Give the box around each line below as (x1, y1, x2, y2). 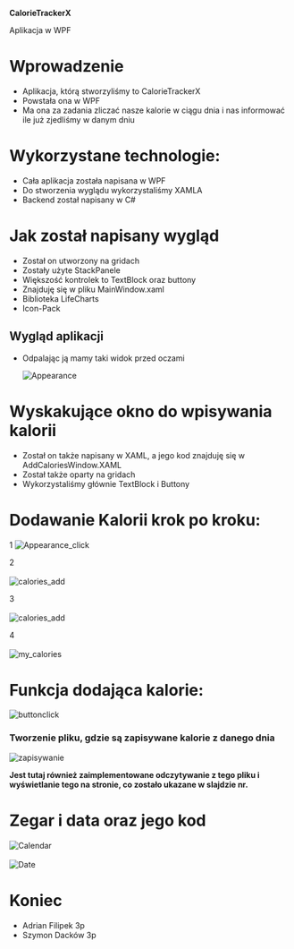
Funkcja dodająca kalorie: (9, 680, 204, 700)
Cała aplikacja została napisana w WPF (21, 175, 166, 186)
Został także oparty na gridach (21, 469, 136, 480)
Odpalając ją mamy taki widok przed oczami (21, 353, 185, 363)
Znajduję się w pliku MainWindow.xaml (21, 284, 165, 295)
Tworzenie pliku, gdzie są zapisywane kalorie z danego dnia (9, 731, 275, 744)
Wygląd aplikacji (9, 329, 105, 344)
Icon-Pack (21, 303, 61, 313)
